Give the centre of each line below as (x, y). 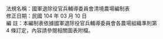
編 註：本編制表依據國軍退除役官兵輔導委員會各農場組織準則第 (81, 23)
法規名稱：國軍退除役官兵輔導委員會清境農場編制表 (68, 8)
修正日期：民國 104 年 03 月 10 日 (46, 16)
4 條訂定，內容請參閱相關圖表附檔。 (50, 30)
